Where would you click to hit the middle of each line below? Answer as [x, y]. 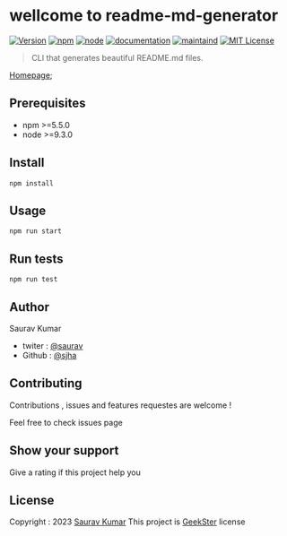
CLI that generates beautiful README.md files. [117, 57]
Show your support [64, 450]
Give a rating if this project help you [75, 472]
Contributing [46, 383]
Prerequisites [48, 104]
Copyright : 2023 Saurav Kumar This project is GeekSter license [127, 522]
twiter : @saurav [52, 346]
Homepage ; [31, 75]
